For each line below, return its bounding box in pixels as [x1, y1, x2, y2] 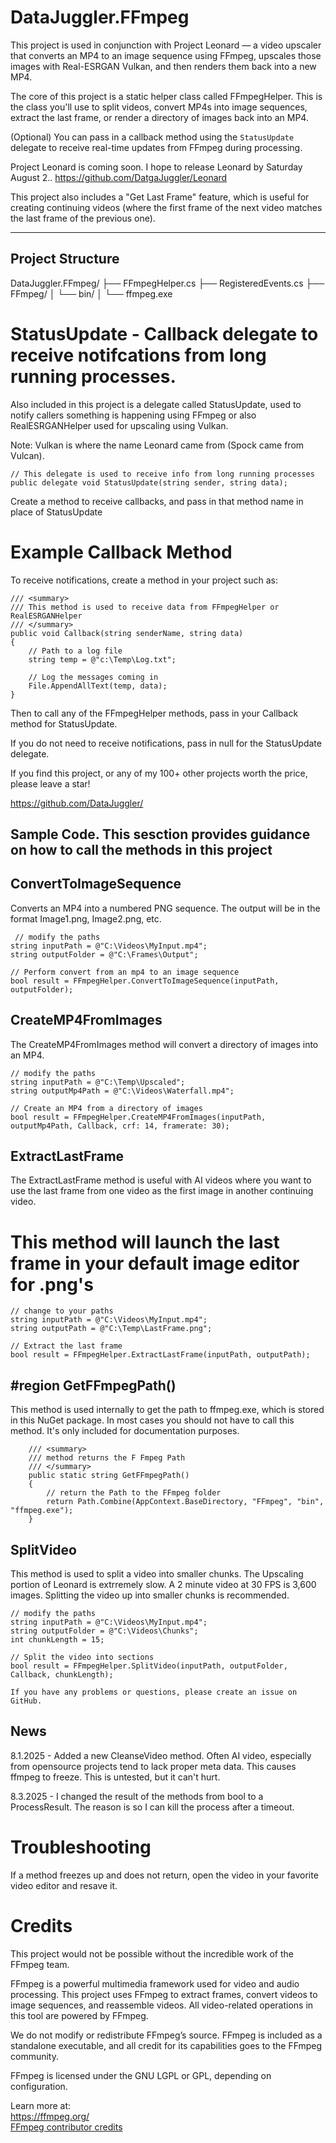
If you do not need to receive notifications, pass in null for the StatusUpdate [10, 737, 322, 749]
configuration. [10, 2080, 68, 2092]
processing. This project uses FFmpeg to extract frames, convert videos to [10, 1988, 318, 2000]
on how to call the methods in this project [10, 842, 273, 859]
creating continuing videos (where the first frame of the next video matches [10, 201, 323, 213]
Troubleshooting [10, 1836, 152, 1859]
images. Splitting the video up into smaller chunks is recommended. [10, 1589, 290, 1601]
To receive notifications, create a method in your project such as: [10, 574, 278, 586]
